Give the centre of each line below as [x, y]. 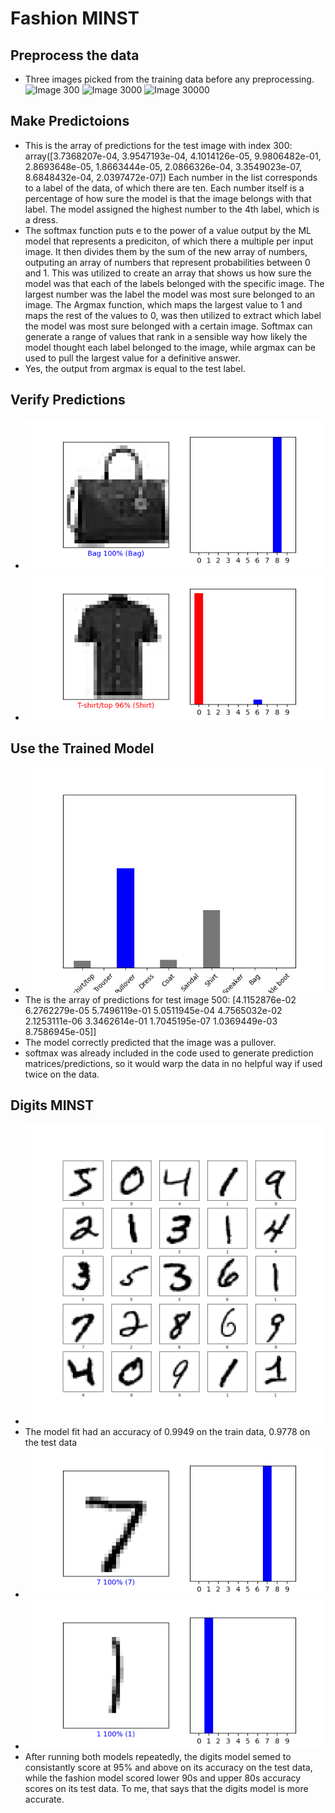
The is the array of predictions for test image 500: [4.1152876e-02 [160, 999]
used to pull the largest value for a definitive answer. [132, 358]
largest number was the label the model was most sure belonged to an [170, 294]
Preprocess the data [75, 55]
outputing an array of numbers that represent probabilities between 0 [167, 262]
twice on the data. [62, 1074]
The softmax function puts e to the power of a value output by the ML [168, 230]
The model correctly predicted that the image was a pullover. [150, 1042]
